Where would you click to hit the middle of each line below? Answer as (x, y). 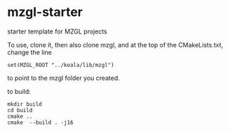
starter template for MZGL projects (57, 31)
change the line (30, 52)
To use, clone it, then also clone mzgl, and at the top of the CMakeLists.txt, (115, 45)
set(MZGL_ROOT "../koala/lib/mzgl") (61, 65)
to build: (19, 91)
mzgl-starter (45, 12)
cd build (20, 110)
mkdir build (25, 104)
